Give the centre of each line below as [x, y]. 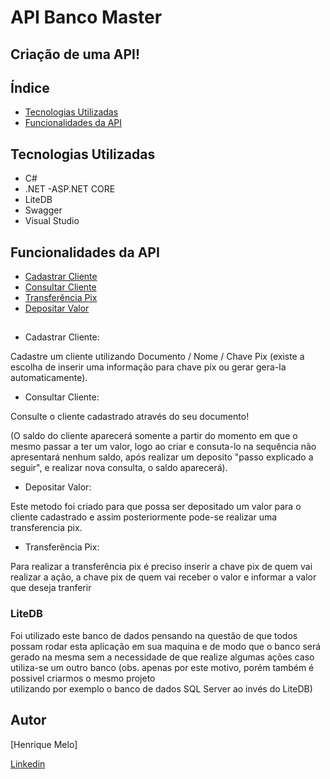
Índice [30, 87]
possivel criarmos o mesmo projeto [83, 678]
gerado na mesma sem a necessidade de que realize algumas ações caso [162, 657]
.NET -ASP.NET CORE [70, 189]
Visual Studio [52, 221]
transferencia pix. [46, 528]
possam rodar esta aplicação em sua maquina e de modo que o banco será [166, 646]
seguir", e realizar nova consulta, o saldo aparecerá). [119, 468]
